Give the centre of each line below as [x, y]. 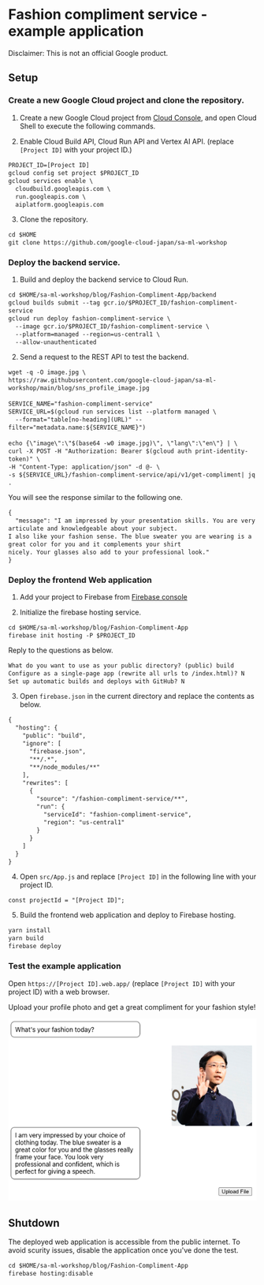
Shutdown [34, 1223]
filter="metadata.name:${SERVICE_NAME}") [77, 428]
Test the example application [65, 966]
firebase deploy [35, 947]
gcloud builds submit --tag [54, 303]
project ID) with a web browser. [59, 992]
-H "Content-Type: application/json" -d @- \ [84, 467]
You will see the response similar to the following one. [95, 497]
